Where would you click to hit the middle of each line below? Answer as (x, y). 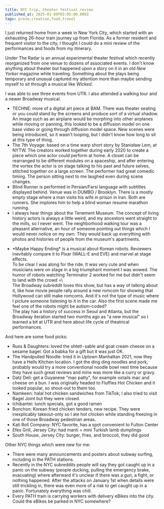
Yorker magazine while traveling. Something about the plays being (72, 74)
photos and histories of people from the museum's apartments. (76, 239)
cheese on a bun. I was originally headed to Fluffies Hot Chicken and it (84, 383)
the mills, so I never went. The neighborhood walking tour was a (77, 223)
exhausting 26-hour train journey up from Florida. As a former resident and (81, 38)
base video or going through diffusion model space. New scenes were (83, 129)
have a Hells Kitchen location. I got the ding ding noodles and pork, (80, 362)
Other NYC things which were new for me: (48, 445)
